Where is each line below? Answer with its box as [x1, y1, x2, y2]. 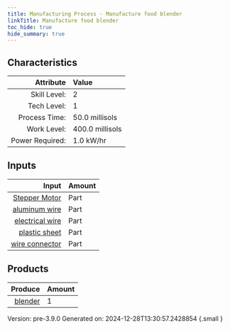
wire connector [11, 238, 62, 248]
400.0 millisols [72, 124, 122, 134]
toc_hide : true [7, 23, 53, 31]
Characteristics [7, 56, 78, 68]
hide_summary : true [7, 30, 65, 38]
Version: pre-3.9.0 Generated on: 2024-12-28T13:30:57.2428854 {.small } [7, 314, 224, 323]
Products [7, 263, 49, 275]
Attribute [35, 77, 66, 87]
